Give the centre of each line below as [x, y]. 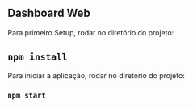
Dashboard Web [49, 13]
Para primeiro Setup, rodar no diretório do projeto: [91, 32]
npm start [27, 95]
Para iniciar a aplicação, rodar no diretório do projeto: [96, 75]
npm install [38, 57]
